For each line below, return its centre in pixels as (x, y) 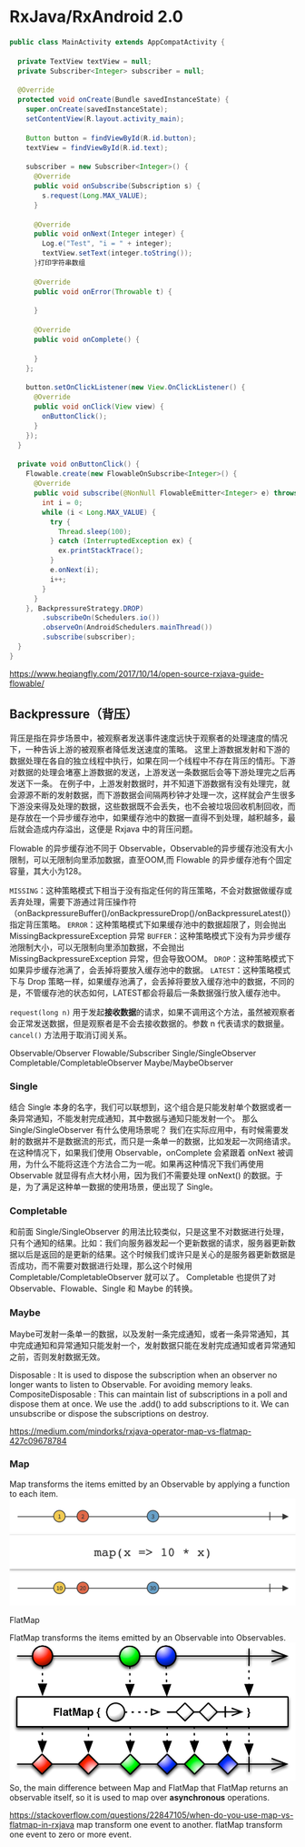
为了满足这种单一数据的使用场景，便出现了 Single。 (121, 1186)
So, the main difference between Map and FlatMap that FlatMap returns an (149, 1788)
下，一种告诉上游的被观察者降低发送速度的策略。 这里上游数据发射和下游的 (150, 749)
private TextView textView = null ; (85, 61)
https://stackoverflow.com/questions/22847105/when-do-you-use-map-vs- (152, 1815)
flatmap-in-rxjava (42, 1825)
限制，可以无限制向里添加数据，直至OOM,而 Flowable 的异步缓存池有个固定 (151, 859)
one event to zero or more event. (70, 1834)
